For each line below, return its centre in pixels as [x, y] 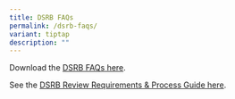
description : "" [39, 42]
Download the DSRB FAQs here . [68, 68]
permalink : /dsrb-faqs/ [54, 26]
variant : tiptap [39, 34]
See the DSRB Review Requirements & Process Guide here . [118, 85]
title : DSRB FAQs [42, 17]
